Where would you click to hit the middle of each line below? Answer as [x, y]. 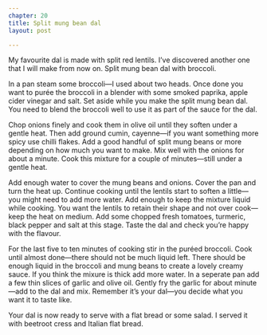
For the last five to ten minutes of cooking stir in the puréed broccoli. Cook [130, 249]
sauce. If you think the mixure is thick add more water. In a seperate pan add [134, 274]
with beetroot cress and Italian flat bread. [76, 324]
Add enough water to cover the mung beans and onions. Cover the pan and [132, 183]
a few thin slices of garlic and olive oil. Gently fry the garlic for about [120, 283]
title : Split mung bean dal [55, 23]
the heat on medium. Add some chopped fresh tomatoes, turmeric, [136, 217]
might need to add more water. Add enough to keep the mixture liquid [137, 199]
